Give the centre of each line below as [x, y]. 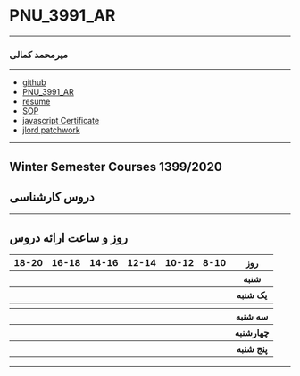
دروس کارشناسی [52, 197]
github [34, 82]
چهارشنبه [252, 333]
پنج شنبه [252, 349]
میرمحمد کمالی [39, 55]
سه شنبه [252, 317]
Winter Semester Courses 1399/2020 [116, 167]
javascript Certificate [61, 121]
